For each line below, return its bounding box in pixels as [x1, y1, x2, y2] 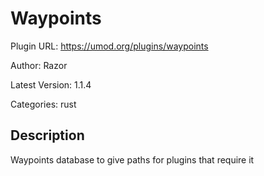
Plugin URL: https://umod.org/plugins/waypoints [10, 40, 209, 52]
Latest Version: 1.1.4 [10, 78, 92, 91]
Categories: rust [10, 98, 77, 110]
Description [10, 127, 85, 144]
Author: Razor [10, 59, 68, 71]
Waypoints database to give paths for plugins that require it [10, 153, 255, 166]
